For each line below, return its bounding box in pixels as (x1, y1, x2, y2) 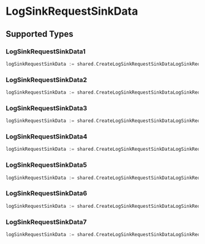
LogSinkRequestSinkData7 (6, 218, 87, 226)
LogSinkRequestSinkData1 (6, 47, 86, 56)
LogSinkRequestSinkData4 (6, 132, 88, 141)
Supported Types (6, 29, 74, 39)
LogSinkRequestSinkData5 (6, 161, 88, 169)
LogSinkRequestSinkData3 (6, 104, 88, 112)
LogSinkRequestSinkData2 (6, 75, 88, 84)
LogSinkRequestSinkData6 (6, 189, 88, 197)
